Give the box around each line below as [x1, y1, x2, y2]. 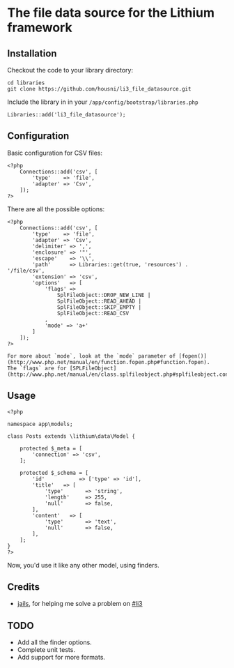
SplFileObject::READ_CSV [56, 310, 130, 317]
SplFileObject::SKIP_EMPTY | [56, 303, 141, 311]
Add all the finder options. [17, 638, 92, 646]
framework [7, 20, 72, 36]
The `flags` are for [7, 365, 68, 372]
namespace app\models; [7, 420, 73, 427]
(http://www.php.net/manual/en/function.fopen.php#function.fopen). [7, 358, 210, 365]
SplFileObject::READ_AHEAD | [56, 298, 141, 305]
